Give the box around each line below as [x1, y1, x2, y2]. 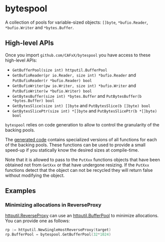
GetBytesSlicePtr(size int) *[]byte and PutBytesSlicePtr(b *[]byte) [12, 108, 158, 114]
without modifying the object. [5, 172, 65, 178]
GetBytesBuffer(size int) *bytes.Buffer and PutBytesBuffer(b [12, 93, 142, 99]
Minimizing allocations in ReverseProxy [5, 202, 102, 208]
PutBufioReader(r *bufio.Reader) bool [12, 78, 92, 83]
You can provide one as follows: [5, 218, 70, 224]
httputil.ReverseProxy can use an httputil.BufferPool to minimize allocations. [5, 213, 159, 219]
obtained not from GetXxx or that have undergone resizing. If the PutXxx [5, 161, 149, 168]
